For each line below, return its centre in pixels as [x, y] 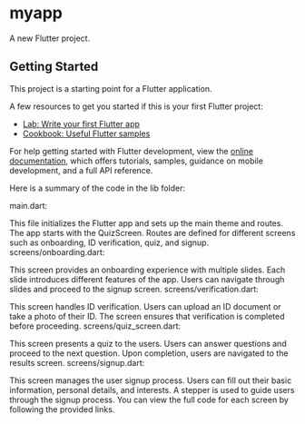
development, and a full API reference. [81, 170]
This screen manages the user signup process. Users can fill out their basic [151, 380]
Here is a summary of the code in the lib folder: [98, 188]
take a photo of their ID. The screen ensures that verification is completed [147, 316]
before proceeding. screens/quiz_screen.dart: [95, 326]
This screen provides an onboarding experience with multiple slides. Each [148, 270]
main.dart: [29, 205]
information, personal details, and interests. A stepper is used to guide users [152, 389]
